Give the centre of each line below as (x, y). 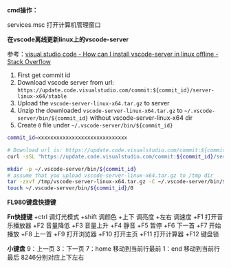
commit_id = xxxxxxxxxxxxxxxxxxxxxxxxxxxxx (67, 138)
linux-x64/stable (42, 96)
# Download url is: (35, 150)
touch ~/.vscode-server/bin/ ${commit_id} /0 (70, 188)
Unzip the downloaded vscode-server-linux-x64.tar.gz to (100, 110)
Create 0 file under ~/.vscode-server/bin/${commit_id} (95, 125)
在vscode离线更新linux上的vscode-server (68, 39)
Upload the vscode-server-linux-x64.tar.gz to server (93, 103)
